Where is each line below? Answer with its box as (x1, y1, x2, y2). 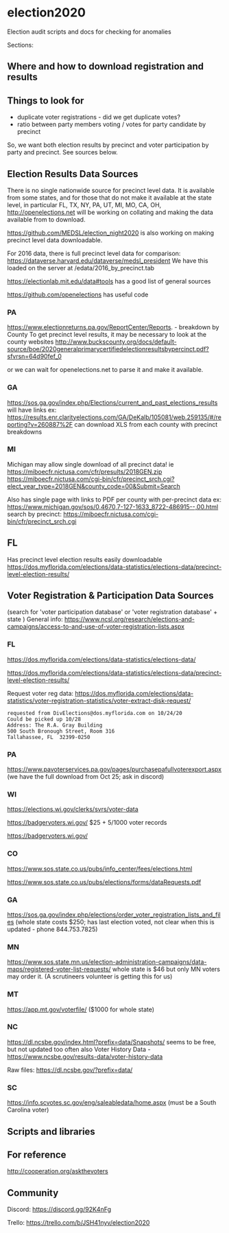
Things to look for (7, 95, 84, 106)
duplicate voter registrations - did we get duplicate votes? (16, 113, 180, 121)
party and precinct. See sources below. (7, 148, 118, 156)
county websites (7, 338, 54, 346)
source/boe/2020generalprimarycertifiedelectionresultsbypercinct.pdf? (7, 345, 209, 353)
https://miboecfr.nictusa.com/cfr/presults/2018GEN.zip (7, 467, 162, 475)
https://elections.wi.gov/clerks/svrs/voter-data (7, 805, 138, 814)
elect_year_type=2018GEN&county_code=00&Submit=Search (7, 482, 180, 490)
